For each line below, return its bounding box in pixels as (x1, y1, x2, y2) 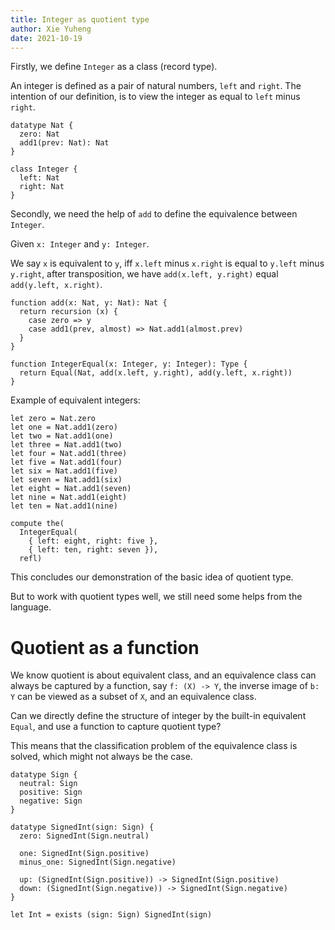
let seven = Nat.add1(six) (10, 475, 123, 485)
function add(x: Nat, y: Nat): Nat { (10, 298, 168, 308)
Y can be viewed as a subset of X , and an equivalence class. (10, 691, 257, 703)
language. (10, 601, 52, 613)
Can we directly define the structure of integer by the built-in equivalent (10, 710, 307, 722)
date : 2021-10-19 (10, 33, 83, 43)
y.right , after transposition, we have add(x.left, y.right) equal (10, 268, 279, 280)
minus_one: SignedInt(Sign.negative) (19, 857, 177, 868)
